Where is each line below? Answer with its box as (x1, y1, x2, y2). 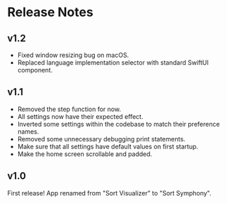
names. (17, 127, 39, 136)
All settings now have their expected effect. (17, 112, 144, 120)
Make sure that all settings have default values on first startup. (17, 142, 199, 151)
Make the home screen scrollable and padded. (17, 149, 153, 158)
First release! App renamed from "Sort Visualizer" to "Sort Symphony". (7, 189, 212, 197)
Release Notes (7, 4, 93, 20)
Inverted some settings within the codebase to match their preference (17, 120, 220, 128)
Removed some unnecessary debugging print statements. (17, 134, 186, 143)
